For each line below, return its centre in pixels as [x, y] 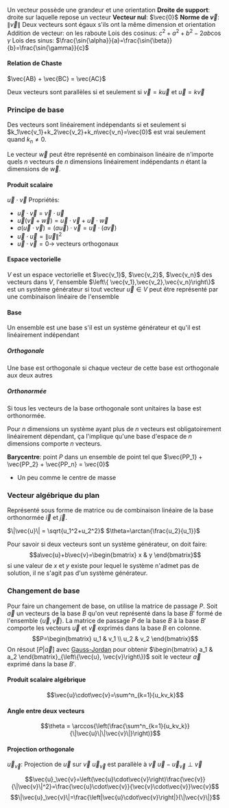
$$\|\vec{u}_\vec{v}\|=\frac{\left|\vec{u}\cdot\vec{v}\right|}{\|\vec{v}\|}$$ [115, 798]
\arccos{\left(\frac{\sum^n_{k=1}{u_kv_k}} [131, 726]
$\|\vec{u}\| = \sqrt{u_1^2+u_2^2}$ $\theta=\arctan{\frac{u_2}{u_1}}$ [104, 531]
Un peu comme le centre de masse [67, 478]
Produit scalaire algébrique [47, 679]
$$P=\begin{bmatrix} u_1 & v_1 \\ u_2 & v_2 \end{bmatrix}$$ [115, 638]
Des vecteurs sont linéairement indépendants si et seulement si [97, 125]
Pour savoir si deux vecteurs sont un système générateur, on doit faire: [107, 544]
